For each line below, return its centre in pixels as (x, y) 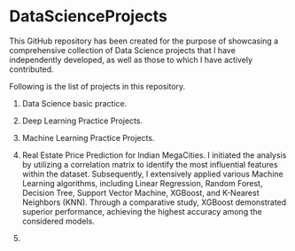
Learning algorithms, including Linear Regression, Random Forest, (142, 183)
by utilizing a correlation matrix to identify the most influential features (150, 164)
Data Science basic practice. (74, 103)
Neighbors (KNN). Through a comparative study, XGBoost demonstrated (154, 202)
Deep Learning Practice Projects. (82, 121)
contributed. (32, 69)
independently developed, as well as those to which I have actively (131, 59)
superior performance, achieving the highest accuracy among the (142, 211)
